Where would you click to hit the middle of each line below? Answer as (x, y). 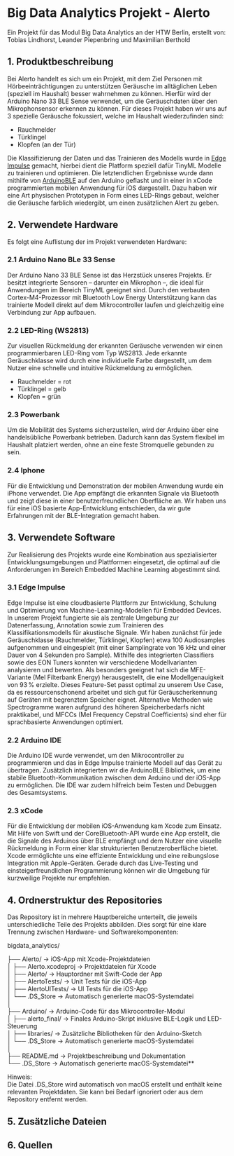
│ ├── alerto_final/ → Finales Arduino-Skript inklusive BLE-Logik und (107, 1019)
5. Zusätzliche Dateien (57, 1121)
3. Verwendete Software (61, 538)
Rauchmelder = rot (44, 382)
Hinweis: (20, 1077)
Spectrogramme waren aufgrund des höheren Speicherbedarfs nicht (106, 707)
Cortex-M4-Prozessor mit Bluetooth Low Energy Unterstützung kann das (112, 297)
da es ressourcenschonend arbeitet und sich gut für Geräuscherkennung (112, 692)
